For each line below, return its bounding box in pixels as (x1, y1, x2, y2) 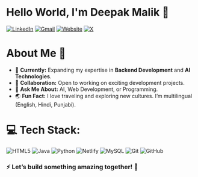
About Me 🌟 (6, 46, 66, 60)
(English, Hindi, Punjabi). (14, 101, 76, 108)
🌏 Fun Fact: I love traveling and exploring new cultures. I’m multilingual (14, 92, 193, 99)
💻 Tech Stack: (6, 123, 81, 137)
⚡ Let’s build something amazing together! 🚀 (6, 163, 138, 171)
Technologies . (14, 72, 52, 80)
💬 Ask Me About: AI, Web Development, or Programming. (14, 85, 158, 93)
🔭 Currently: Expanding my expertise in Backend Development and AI (14, 66, 191, 73)
